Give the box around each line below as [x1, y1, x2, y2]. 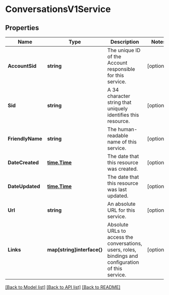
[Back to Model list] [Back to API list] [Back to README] [5, 284, 121, 290]
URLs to [107, 227, 126, 234]
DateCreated [8, 159, 39, 166]
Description [110, 39, 139, 45]
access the [107, 234, 133, 240]
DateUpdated [8, 183, 40, 190]
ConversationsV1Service [5, 4, 111, 15]
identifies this [107, 111, 139, 118]
